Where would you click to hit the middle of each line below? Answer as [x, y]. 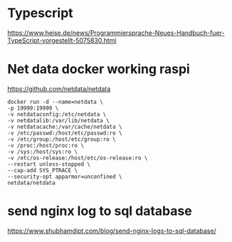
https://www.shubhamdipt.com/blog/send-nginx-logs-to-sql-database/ [112, 231]
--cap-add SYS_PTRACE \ [43, 170]
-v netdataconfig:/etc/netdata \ [57, 114]
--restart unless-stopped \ [49, 164]
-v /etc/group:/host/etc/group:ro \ [62, 139]
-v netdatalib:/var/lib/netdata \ [59, 120]
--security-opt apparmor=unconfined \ [65, 177]
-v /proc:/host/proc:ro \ [46, 145]
